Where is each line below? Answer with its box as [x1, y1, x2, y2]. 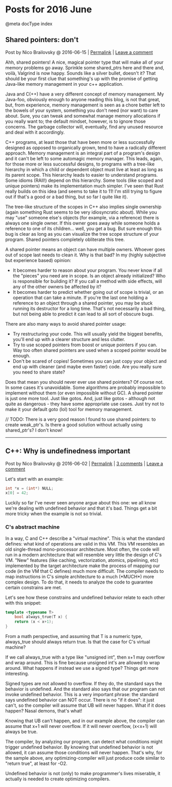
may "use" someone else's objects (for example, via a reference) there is [5, 214, 159, 220]
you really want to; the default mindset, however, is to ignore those [5, 118, 146, 124]
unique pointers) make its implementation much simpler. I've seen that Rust [5, 182, 164, 189]
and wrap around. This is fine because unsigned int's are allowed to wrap [5, 660, 160, 666]
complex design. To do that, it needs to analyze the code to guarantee [5, 579, 153, 585]
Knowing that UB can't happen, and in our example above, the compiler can [5, 718, 165, 724]
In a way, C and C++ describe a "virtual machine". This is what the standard [5, 535, 165, 541]
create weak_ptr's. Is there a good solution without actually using [5, 421, 143, 427]
